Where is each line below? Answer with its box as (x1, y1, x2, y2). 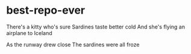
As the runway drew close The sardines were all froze (6, 41, 140, 48)
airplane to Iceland (6, 29, 52, 36)
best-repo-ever (6, 4, 86, 17)
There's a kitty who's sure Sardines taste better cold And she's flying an (6, 23, 186, 30)
